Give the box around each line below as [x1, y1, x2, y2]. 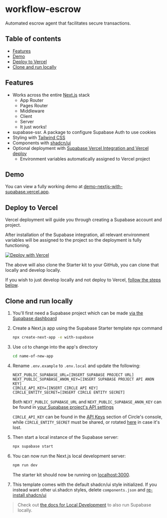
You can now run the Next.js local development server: [12, 453, 126, 459]
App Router [20, 97, 44, 103]
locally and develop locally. [5, 267, 61, 273]
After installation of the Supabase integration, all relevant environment [5, 232, 149, 238]
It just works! [20, 124, 47, 130]
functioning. [5, 242, 30, 249]
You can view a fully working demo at [5, 184, 83, 190]
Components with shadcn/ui [12, 139, 71, 146]
